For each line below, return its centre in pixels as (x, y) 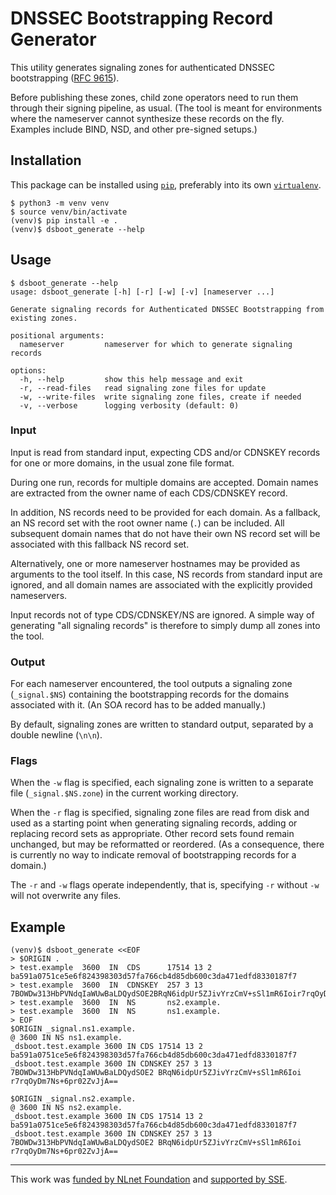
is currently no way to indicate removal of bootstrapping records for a (153, 855)
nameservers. (39, 595)
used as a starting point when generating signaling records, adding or (154, 823)
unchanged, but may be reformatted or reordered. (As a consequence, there (167, 844)
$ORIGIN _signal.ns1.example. (73, 1029)
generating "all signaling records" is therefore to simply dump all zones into (165, 625)
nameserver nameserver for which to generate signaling (156, 344)
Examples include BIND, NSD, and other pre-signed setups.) (134, 129)
